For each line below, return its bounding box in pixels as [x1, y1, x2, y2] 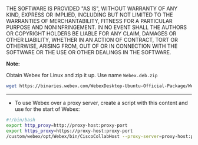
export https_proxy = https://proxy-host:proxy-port [6, 128, 133, 134]
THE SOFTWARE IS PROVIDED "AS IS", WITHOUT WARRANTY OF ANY [6, 5, 178, 12]
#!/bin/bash [6, 117, 35, 123]
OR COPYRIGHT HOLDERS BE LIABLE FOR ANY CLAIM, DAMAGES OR [6, 30, 177, 37]
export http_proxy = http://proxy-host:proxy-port [6, 122, 128, 128]
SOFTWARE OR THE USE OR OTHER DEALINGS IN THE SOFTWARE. [6, 49, 171, 55]
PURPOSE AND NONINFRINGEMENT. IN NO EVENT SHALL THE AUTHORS [6, 24, 187, 31]
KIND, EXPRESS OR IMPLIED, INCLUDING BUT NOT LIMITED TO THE [6, 11, 173, 18]
